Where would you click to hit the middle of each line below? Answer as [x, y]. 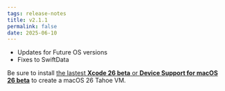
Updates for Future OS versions [62, 52]
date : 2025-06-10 [32, 33]
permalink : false [32, 26]
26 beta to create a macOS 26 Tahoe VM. [66, 81]
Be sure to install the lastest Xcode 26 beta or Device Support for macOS [112, 73]
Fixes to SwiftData [43, 60]
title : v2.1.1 [28, 20]
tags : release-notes [37, 13]
